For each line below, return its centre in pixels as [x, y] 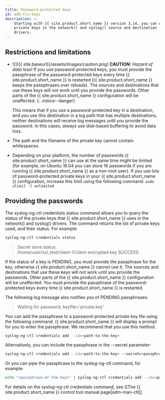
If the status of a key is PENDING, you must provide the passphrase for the [81, 262]
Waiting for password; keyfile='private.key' [60, 307]
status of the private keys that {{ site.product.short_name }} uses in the [77, 218]
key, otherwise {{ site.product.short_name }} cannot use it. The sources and [82, 267]
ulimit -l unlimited [33, 186]
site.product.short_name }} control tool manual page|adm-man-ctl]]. [74, 392]
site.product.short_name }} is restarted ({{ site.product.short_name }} [82, 80]
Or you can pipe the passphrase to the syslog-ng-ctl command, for [73, 363]
